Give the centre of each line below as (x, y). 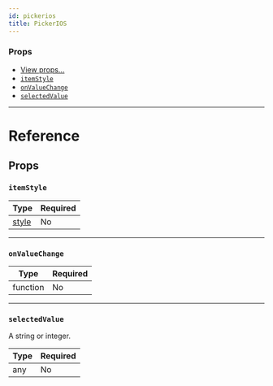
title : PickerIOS (38, 24)
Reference (44, 136)
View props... (42, 69)
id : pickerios (32, 16)
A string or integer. (40, 336)
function (28, 287)
